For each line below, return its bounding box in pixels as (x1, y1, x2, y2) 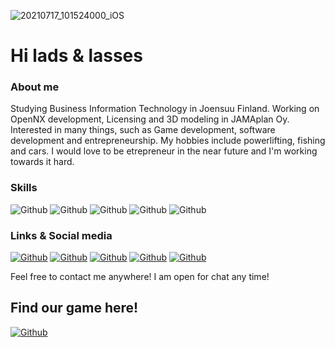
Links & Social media (10, 228, 113, 242)
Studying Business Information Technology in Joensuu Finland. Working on (10, 103, 320, 115)
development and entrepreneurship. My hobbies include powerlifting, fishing (10, 135, 326, 147)
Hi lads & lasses (10, 45, 143, 67)
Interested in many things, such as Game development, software (10, 124, 276, 136)
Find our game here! (10, 300, 139, 317)
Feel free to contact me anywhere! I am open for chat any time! (10, 271, 270, 283)
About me (10, 80, 60, 94)
